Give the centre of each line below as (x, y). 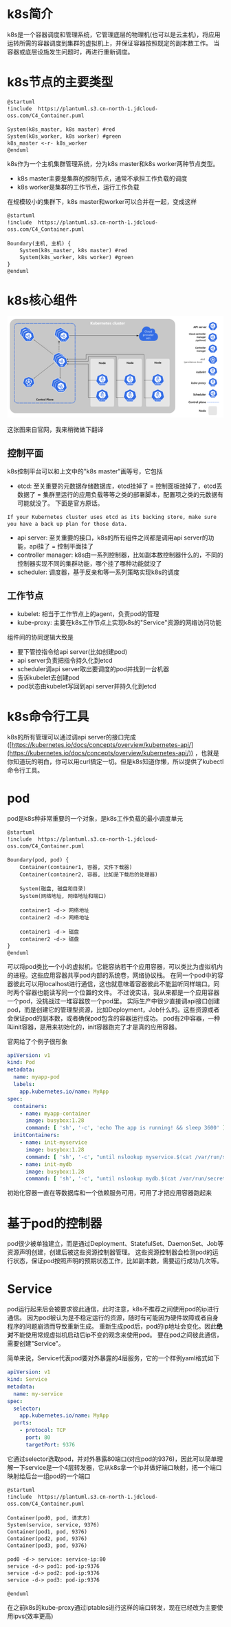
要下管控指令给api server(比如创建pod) (72, 651)
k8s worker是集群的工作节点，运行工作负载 (78, 187)
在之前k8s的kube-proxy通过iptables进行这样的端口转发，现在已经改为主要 (112, 1607)
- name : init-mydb (46, 1164)
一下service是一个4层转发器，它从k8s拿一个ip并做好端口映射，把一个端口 (117, 1467)
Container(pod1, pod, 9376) (47, 1532)
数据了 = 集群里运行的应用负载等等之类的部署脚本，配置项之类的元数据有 (120, 494)
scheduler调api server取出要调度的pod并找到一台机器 (93, 668)
